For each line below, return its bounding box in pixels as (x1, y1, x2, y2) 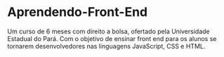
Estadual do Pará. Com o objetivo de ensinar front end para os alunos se (7, 34, 217, 42)
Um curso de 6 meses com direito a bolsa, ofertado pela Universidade (7, 27, 210, 35)
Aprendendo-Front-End (7, 4, 148, 20)
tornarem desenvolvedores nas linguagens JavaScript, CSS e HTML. (7, 42, 206, 50)
